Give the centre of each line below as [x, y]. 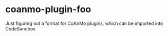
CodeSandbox [21, 28]
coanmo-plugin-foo [48, 9]
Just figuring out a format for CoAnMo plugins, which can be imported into [84, 23]
